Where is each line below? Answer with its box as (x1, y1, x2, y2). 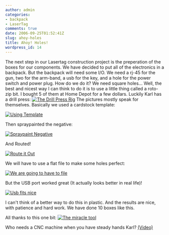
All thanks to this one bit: (5, 214, 57, 220)
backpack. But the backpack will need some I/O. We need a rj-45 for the (5, 69, 155, 76)
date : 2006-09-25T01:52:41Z (5, 31, 65, 36)
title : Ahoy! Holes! (5, 40, 49, 45)
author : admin (5, 7, 35, 13)
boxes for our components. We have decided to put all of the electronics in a (5, 64, 164, 70)
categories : (5, 12, 30, 17)
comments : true (5, 26, 37, 31)
